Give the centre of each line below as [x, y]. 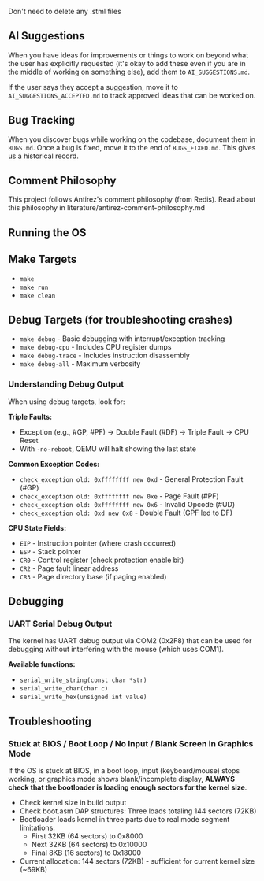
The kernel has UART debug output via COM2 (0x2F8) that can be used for [130, 641]
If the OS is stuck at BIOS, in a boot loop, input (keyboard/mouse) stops [124, 771]
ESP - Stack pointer [50, 551]
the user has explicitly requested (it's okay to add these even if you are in [127, 63]
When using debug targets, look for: [67, 402]
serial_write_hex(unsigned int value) [83, 697]
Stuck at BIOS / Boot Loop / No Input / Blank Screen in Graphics [131, 743]
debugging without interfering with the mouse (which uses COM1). [116, 650]
